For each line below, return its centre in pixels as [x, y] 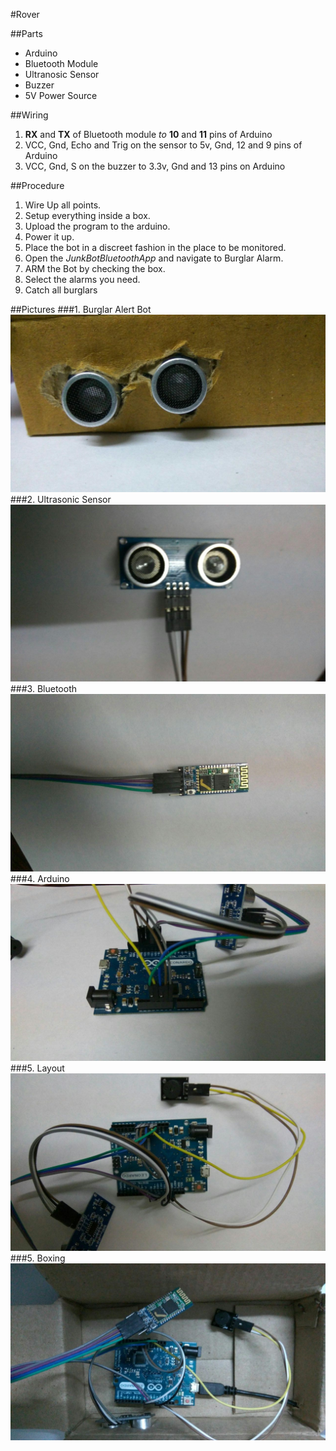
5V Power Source [61, 95]
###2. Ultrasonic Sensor [61, 499]
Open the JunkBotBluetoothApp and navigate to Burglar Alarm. [154, 258]
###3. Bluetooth [43, 688]
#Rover [25, 14]
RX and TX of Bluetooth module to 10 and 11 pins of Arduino [148, 134]
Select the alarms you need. [82, 279]
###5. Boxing [38, 1258]
